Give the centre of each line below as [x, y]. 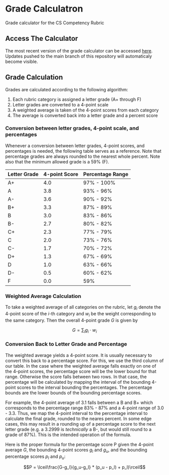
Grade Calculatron [44, 9]
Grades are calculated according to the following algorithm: [67, 89]
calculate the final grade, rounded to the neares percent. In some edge [78, 419]
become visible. [22, 62]
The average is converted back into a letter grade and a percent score [85, 115]
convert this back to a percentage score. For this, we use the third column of [84, 361]
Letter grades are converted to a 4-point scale [61, 104]
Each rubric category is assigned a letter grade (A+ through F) [77, 99]
